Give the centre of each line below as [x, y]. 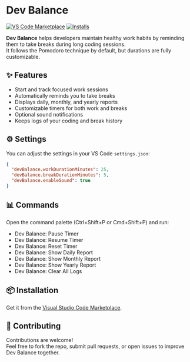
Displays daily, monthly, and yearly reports [66, 102]
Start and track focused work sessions [61, 89]
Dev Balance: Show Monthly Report [58, 258]
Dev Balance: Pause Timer [46, 234]
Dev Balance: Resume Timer [49, 240]
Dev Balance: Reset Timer [46, 246]
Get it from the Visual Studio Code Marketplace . [64, 307]
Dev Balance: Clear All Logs [48, 271]
